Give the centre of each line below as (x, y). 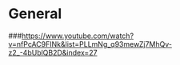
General (35, 14)
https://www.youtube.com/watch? (78, 36)
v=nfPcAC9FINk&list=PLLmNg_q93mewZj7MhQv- (90, 44)
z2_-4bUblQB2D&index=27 (53, 52)
